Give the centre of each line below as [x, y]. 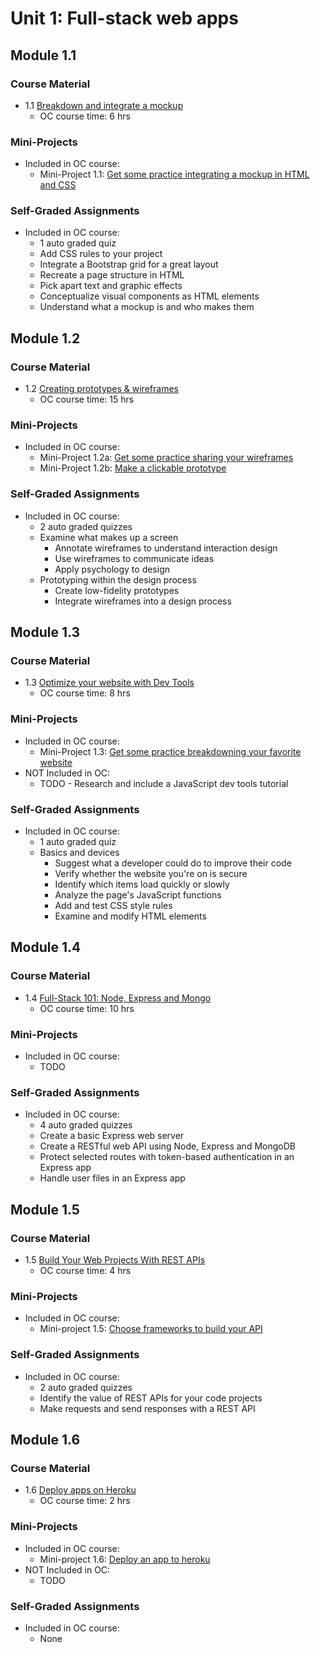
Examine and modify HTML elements [130, 916]
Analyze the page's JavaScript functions [138, 895]
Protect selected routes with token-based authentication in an [167, 1157]
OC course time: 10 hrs [87, 1008]
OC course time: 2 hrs [85, 1501]
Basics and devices [79, 853]
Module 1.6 [45, 1439]
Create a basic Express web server [112, 1136]
